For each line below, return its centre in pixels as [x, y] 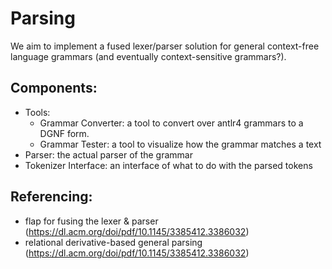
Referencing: [51, 197]
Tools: [37, 112]
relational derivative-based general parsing [113, 242]
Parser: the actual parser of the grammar [108, 154]
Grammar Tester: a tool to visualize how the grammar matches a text [180, 144]
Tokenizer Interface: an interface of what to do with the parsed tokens [168, 165]
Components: [54, 88]
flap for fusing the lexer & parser [91, 221]
